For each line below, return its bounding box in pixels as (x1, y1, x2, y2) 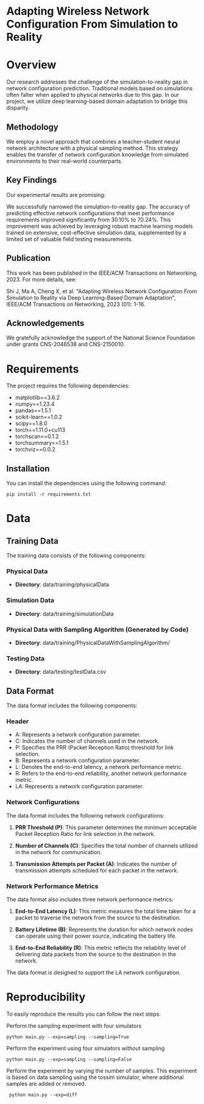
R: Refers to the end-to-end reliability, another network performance (15, 770, 187, 777)
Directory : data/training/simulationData (15, 610, 114, 617)
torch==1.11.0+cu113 (15, 426, 66, 434)
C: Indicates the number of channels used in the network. (15, 737, 160, 745)
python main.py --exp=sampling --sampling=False (6, 1056, 132, 1063)
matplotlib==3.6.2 (15, 394, 60, 402)
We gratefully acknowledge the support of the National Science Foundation (6, 334, 195, 342)
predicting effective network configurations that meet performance (6, 209, 175, 217)
